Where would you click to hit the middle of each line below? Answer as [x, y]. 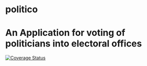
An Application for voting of [65, 33]
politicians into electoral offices [73, 44]
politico [22, 9]
